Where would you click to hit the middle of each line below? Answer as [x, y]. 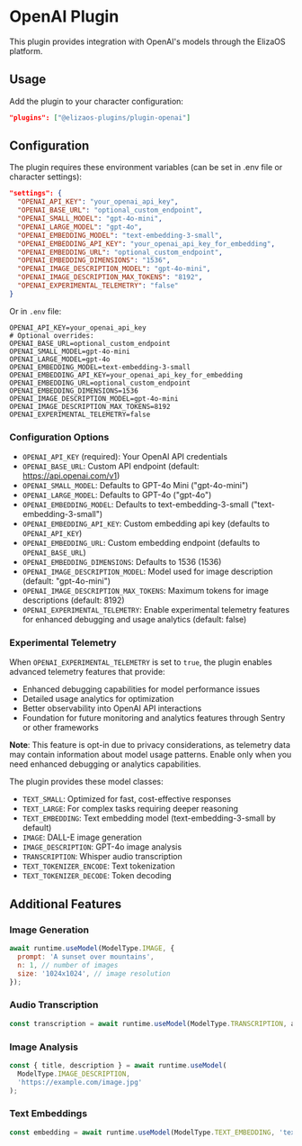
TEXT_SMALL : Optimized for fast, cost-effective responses [127, 799]
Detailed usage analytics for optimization [98, 699]
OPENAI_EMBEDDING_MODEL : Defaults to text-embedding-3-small [135, 505]
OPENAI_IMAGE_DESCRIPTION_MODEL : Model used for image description [147, 572]
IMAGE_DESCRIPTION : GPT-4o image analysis [102, 847]
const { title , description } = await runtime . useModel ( [118, 1065]
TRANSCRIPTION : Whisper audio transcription [102, 857]
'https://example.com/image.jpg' [80, 1082]
